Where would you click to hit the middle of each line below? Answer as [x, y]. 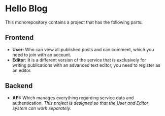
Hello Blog [26, 9]
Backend [19, 86]
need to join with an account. [42, 55]
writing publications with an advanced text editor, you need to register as [86, 65]
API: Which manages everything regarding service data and [73, 98]
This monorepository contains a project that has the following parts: [74, 22]
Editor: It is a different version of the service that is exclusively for [79, 60]
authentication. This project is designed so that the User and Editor [80, 103]
